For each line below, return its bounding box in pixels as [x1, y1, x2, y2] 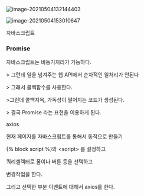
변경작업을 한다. [6, 171, 43, 178]
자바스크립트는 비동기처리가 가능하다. [6, 59, 91, 66]
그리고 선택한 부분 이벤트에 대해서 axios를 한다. [6, 184, 115, 191]
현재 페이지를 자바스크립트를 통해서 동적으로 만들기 [6, 133, 123, 140]
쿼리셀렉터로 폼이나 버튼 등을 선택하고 [6, 158, 93, 165]
